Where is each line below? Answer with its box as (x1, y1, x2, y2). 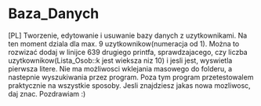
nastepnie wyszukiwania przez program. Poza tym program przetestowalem (8, 72, 254, 82)
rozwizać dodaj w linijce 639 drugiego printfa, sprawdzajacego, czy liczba (8, 47, 248, 57)
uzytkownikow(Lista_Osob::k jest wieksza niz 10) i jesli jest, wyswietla (8, 56, 233, 65)
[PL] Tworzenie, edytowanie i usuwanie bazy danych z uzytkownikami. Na (8, 31, 248, 40)
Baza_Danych (8, 5, 100, 23)
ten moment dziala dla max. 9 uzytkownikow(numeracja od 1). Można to (8, 38, 240, 48)
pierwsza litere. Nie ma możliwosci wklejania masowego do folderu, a (8, 64, 233, 73)
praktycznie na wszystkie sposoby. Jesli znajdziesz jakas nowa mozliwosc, (8, 80, 251, 90)
